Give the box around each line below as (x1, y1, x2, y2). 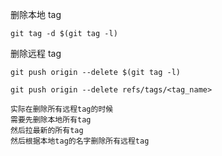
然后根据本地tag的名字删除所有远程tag (10, 136, 150, 146)
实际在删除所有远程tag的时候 (10, 104, 114, 114)
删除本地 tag (10, 9, 62, 20)
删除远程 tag (10, 48, 62, 59)
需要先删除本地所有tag (10, 115, 92, 125)
